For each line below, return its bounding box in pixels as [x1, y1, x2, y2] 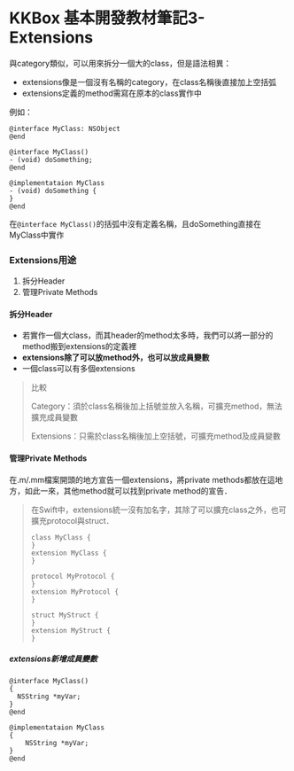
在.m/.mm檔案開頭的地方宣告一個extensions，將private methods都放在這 [9, 474, 276, 485]
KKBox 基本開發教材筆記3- [9, 8, 205, 28]
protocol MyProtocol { [30, 572, 115, 580]
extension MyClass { [30, 549, 107, 557]
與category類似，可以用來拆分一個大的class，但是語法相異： [9, 58, 232, 68]
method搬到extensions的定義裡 [21, 341, 137, 352]
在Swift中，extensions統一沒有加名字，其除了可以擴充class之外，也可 [30, 504, 287, 515]
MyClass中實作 [9, 230, 65, 240]
